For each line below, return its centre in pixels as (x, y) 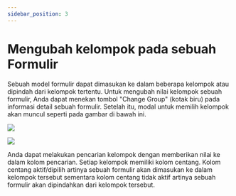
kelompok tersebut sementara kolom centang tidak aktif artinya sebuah (112, 177)
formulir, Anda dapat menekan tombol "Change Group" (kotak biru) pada (114, 99)
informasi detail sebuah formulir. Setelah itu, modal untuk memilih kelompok (118, 107)
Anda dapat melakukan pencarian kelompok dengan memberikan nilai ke (114, 154)
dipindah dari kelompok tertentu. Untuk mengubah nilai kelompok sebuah (115, 91)
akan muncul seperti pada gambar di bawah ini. (77, 114)
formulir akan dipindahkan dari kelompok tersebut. (81, 185)
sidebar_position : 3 (38, 14)
